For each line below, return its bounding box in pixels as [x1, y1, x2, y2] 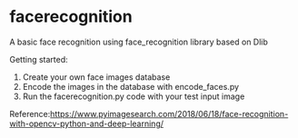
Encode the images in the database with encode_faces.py [22, 81, 239, 92]
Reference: [9, 108, 51, 119]
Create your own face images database [22, 71, 171, 83]
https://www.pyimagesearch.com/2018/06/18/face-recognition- [49, 108, 289, 119]
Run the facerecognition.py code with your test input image [22, 91, 245, 102]
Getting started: [9, 54, 68, 64]
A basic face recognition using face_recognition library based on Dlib [9, 36, 268, 47]
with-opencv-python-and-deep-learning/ [9, 118, 164, 129]
